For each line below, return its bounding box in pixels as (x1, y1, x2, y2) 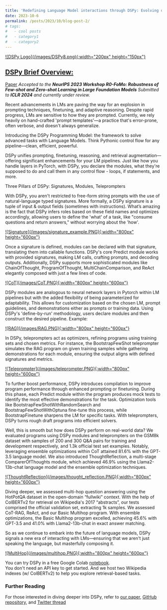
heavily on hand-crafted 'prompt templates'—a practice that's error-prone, (5, 117, 158, 123)
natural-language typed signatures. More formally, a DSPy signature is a (5, 198, 153, 204)
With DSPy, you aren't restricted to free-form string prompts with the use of (5, 193, 160, 199)
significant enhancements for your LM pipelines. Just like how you (22, 157, 158, 163)
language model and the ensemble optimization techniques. (24, 464, 147, 470)
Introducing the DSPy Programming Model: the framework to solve (5, 132, 142, 138)
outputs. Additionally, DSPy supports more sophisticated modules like (5, 259, 148, 265)
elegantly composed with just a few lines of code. (5, 270, 107, 276)
